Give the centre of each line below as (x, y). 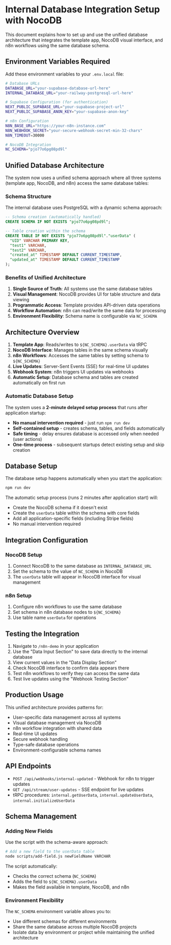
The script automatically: (31, 866)
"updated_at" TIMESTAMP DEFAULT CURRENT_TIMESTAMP (65, 260)
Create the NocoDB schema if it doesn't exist (60, 508)
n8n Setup (18, 595)
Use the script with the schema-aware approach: (57, 842)
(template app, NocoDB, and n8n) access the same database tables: (77, 183)
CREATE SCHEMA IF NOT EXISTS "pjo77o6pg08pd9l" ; (58, 222)
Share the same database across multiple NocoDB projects (75, 927)
